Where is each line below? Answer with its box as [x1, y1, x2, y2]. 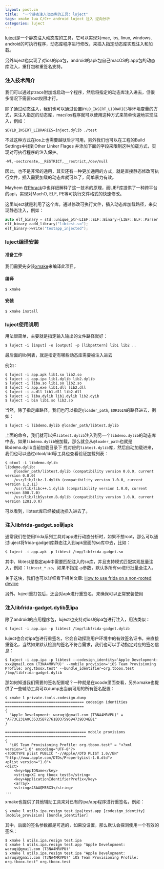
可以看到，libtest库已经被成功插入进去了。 [5, 508, 90, 514]
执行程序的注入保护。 [18, 149, 61, 155]
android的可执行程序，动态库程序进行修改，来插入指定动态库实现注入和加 [5, 41, 153, 47]
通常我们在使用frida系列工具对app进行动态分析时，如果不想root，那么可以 [5, 534, 154, 540]
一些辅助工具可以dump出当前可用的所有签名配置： [13, 685, 115, 691]
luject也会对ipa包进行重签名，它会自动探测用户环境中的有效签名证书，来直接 [5, 635, 159, 641]
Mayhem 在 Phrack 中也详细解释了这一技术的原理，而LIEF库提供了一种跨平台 [5, 185, 158, 190]
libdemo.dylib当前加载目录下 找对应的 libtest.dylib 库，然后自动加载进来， [5, 445, 156, 450]
